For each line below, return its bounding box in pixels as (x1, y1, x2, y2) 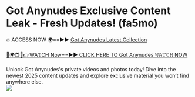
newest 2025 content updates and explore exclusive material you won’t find (6, 72, 190, 79)
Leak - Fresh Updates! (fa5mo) (6, 16, 158, 30)
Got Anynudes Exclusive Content (6, 4, 171, 18)
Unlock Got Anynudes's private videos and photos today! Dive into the (6, 65, 176, 72)
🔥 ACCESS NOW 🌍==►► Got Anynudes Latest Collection (6, 36, 147, 43)
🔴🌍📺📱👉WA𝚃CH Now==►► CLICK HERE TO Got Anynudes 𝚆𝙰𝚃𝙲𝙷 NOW (6, 51, 188, 58)
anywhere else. (6, 78, 43, 85)
